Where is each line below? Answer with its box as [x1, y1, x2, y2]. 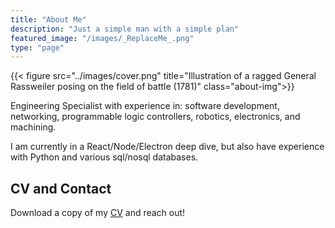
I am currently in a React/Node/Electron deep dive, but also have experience [10, 141, 325, 153]
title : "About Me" [10, 14, 87, 25]
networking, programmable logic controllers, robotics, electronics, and [10, 111, 301, 123]
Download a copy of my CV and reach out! [10, 207, 186, 219]
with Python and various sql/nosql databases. [10, 151, 199, 163]
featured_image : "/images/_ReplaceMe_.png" [10, 33, 195, 43]
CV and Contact [10, 180, 112, 197]
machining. [10, 121, 57, 133]
